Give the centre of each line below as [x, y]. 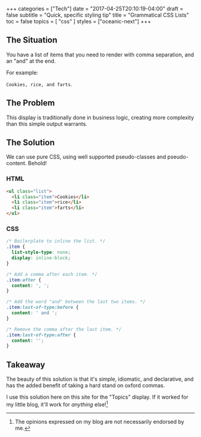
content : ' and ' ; [35, 313]
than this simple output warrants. [47, 124]
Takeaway [26, 365]
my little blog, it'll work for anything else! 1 [57, 404]
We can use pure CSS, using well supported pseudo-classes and [86, 157]
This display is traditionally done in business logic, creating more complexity [100, 117]
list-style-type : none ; [41, 253]
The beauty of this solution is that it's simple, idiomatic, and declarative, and [100, 379]
